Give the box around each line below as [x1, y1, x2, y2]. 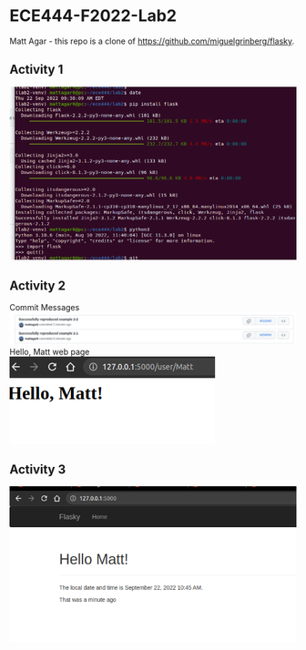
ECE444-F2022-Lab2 [9, 5, 178, 26]
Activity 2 [9, 278, 66, 293]
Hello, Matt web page [9, 346, 90, 357]
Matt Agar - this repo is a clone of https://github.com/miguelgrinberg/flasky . [9, 36, 295, 46]
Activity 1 [9, 62, 64, 77]
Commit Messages [9, 301, 80, 312]
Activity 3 [9, 462, 66, 477]
